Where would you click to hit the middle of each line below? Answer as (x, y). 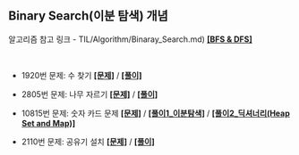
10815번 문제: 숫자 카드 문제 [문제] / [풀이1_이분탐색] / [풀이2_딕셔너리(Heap (155, 113)
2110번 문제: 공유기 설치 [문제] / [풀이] (88, 142)
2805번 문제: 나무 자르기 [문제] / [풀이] (90, 94)
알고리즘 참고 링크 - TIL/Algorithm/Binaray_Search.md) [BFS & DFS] (130, 39)
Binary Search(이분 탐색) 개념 (89, 16)
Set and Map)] (48, 123)
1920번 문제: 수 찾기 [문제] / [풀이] (81, 75)
